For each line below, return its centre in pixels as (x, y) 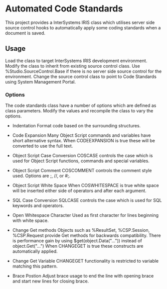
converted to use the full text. (43, 146)
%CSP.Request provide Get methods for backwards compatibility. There (86, 236)
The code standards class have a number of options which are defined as (81, 105)
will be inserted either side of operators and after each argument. (79, 191)
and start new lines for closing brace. (51, 281)
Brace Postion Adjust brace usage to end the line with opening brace (83, 276)
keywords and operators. (38, 206)
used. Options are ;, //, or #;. (41, 176)
